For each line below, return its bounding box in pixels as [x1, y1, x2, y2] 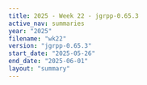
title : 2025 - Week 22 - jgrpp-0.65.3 [8, 11, 139, 20]
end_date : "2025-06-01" [8, 57, 89, 66]
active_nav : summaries [8, 19, 85, 28]
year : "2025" [8, 27, 52, 35]
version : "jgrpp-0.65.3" [8, 42, 92, 50]
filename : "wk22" [8, 34, 67, 43]
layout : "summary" [8, 65, 70, 73]
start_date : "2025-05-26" [8, 49, 95, 57]
